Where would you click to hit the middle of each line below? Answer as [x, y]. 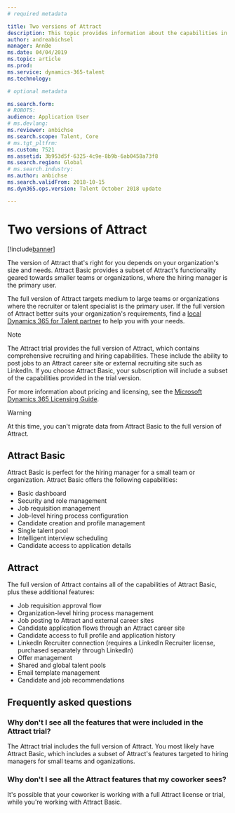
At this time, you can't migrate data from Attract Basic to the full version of [115, 426]
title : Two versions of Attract [54, 26]
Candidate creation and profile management [81, 523]
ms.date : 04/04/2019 [38, 53]
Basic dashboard [42, 493]
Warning [19, 412]
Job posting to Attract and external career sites [86, 621]
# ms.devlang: [28, 123]
